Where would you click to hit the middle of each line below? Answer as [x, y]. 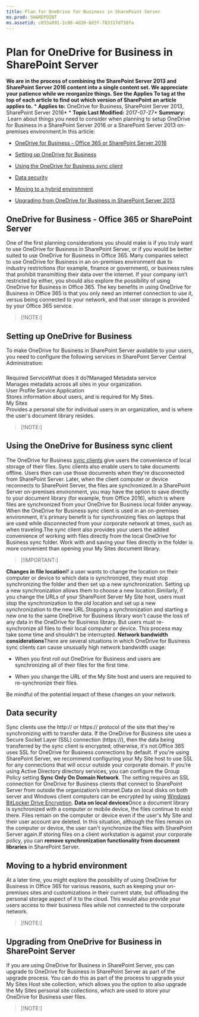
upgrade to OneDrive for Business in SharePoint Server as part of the [91, 972]
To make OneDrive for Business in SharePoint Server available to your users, [100, 350]
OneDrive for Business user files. [47, 997]
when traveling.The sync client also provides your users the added [88, 530]
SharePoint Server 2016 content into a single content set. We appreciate [97, 87]
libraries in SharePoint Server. [43, 847]
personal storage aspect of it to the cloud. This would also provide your [94, 899]
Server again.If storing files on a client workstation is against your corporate [99, 834]
